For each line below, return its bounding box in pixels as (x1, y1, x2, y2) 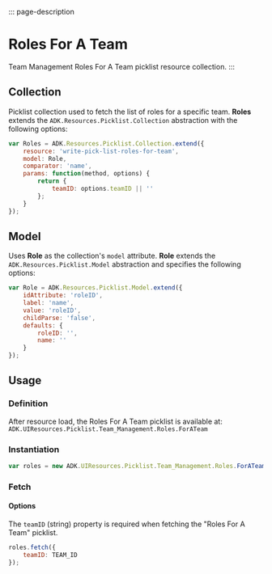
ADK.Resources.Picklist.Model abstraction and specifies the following (8, 260, 241, 269)
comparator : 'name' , (23, 162, 92, 171)
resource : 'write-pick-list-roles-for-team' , (23, 147, 180, 155)
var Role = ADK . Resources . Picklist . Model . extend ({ (8, 284, 183, 292)
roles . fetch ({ (8, 543, 57, 552)
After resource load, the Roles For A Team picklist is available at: (8, 416, 223, 426)
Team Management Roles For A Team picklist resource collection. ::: (8, 61, 235, 71)
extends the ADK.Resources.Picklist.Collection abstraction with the (8, 115, 238, 125)
